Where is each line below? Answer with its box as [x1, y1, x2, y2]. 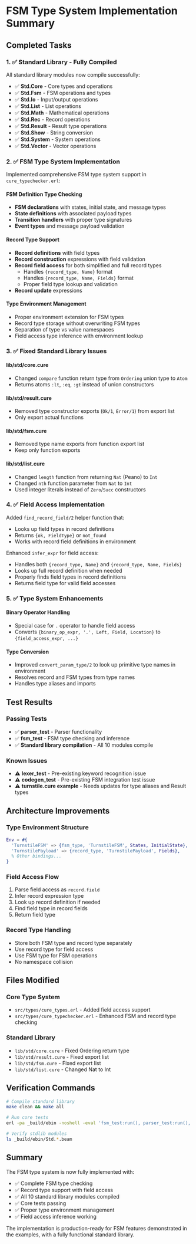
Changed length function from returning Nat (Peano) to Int [14, 473, 158, 480]
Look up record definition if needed [14, 898, 101, 906]
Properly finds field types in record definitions [14, 573, 127, 580]
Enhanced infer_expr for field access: [6, 549, 99, 556]
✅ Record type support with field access [14, 1186, 114, 1193]
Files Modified [6, 975, 60, 986]
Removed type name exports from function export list [14, 441, 145, 448]
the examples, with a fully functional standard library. [6, 1231, 135, 1238]
